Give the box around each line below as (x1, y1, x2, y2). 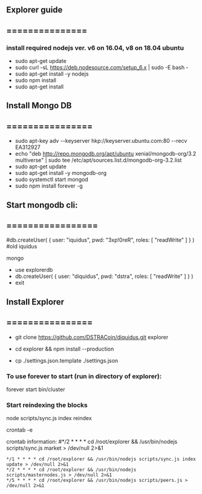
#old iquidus (6, 243, 37, 250)
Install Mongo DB (6, 100, 72, 111)
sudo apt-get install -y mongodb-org (15, 170, 107, 177)
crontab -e (6, 426, 33, 433)
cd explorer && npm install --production (15, 345, 114, 352)
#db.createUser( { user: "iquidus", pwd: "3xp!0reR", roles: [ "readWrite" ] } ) (6, 236, 195, 244)
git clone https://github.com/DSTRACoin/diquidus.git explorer (15, 333, 169, 341)
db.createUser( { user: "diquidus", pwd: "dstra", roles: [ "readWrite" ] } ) (15, 272, 194, 280)
